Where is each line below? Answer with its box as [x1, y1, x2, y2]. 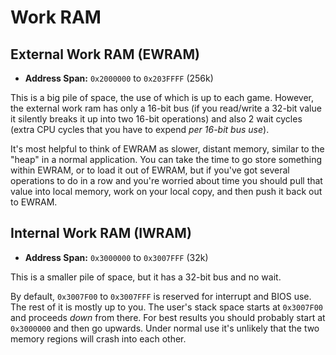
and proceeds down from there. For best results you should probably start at [10, 311, 326, 323]
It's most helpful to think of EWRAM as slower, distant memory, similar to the [10, 143, 325, 155]
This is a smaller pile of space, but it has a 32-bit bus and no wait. [10, 271, 282, 283]
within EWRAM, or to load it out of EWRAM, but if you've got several [10, 164, 290, 176]
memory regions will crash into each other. [10, 332, 187, 345]
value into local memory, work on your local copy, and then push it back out [10, 186, 323, 197]
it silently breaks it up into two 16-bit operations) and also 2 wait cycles [10, 113, 303, 125]
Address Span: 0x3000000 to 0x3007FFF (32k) [24, 251, 209, 263]
